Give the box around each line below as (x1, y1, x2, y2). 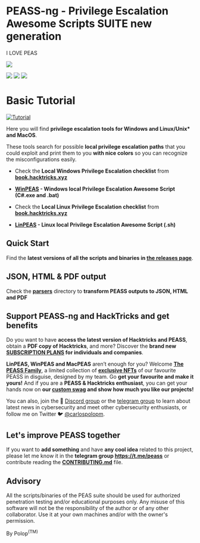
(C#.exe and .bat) (14, 191, 60, 198)
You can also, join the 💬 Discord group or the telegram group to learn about (6, 397, 190, 404)
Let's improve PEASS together (6, 430, 121, 440)
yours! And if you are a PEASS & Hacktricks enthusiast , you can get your (6, 379, 187, 386)
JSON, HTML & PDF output (6, 272, 107, 282)
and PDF (6, 294, 28, 301)
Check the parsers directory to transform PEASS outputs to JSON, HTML (6, 287, 189, 294)
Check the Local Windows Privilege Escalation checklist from (14, 167, 170, 174)
